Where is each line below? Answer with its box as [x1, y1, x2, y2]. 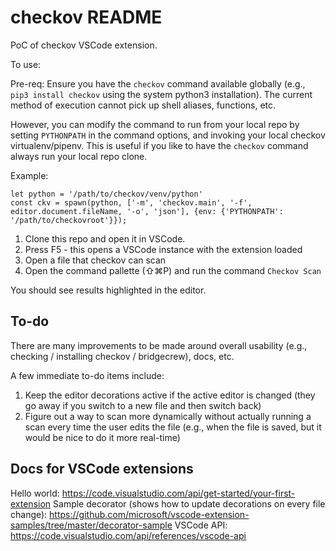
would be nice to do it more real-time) [24, 431, 181, 443]
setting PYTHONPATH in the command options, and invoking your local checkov [10, 129, 326, 141]
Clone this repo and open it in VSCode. [24, 232, 186, 245]
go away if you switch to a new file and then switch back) [24, 399, 262, 411]
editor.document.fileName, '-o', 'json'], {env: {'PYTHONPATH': [10, 206, 284, 216]
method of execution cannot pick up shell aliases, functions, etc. [10, 99, 277, 111]
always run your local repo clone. [10, 150, 148, 162]
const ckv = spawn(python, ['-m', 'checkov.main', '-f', [10, 197, 253, 208]
